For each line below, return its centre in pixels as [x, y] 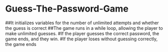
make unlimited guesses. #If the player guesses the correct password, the [82, 33]
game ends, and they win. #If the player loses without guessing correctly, [81, 39]
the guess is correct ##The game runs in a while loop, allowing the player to [84, 28]
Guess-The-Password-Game [67, 9]
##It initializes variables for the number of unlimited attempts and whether [82, 23]
